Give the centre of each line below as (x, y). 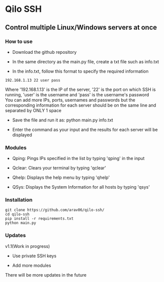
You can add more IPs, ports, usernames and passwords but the (70, 100)
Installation (19, 200)
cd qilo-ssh (17, 214)
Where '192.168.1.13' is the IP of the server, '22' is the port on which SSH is (81, 89)
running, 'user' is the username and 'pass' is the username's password (77, 94)
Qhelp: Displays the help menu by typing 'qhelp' (61, 178)
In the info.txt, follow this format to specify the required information (80, 71)
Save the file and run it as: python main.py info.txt (63, 120)
